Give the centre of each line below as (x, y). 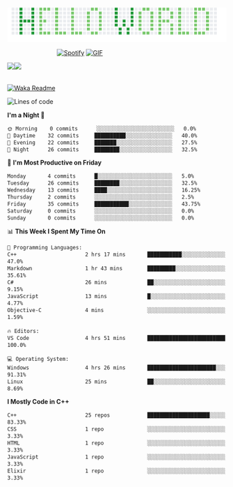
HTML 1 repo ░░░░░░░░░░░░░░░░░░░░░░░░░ (116, 443)
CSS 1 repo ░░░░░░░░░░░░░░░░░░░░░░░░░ (116, 429)
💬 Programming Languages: (45, 247)
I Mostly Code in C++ (38, 401)
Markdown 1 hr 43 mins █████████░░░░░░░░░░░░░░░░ (116, 268)
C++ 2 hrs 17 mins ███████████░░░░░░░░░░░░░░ (116, 254)
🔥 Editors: (23, 331)
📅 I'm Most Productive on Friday (55, 162)
